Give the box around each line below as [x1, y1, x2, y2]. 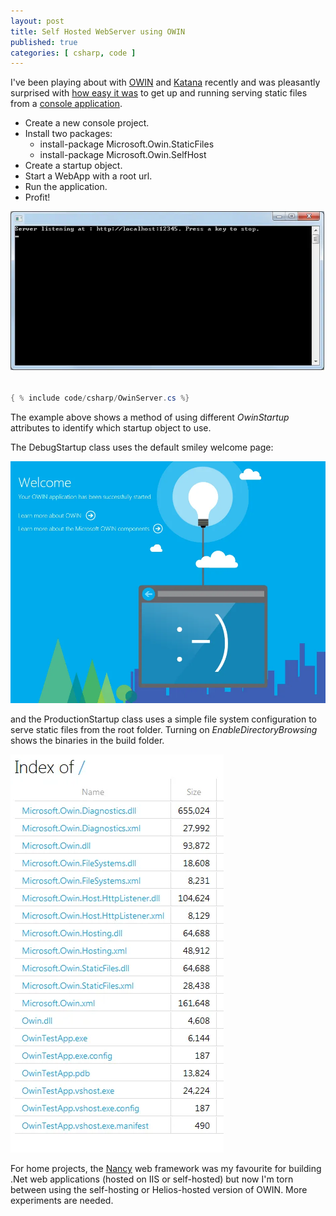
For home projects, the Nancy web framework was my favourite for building [10, 1162, 322, 1174]
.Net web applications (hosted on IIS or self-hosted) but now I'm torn [10, 1173, 294, 1185]
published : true [10, 37, 78, 47]
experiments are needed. [10, 1194, 114, 1206]
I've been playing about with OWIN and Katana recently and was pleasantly [10, 76, 321, 89]
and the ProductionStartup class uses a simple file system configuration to [10, 713, 317, 725]
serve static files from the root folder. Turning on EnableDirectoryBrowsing [10, 723, 318, 735]
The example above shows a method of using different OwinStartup [10, 411, 290, 423]
